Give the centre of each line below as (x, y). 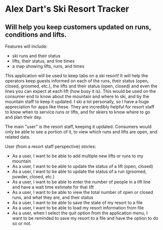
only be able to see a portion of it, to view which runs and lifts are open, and (81, 132)
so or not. (22, 223)
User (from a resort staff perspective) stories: (51, 146)
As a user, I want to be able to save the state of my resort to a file (77, 203)
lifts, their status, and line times (43, 61)
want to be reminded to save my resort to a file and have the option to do (85, 218)
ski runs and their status (36, 56)
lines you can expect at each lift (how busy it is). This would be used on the (81, 91)
